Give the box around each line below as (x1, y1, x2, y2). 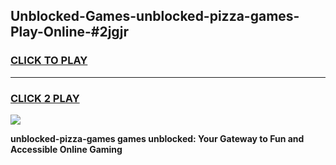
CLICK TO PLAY (10, 54, 88, 68)
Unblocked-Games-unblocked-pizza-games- (10, 8, 300, 25)
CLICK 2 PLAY (10, 91, 80, 105)
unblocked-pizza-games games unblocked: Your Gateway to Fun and (10, 132, 305, 144)
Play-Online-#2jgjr (10, 24, 130, 41)
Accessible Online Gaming (10, 143, 123, 155)
